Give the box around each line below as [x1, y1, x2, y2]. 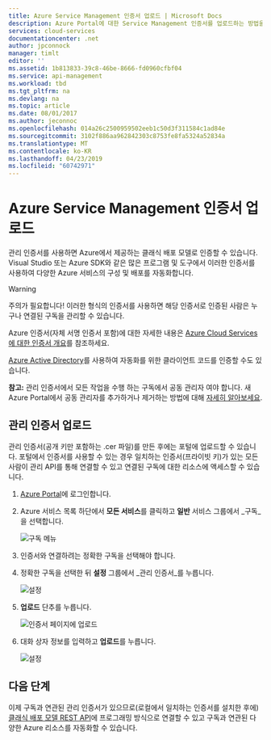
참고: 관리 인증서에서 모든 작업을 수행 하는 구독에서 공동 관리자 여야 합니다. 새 [8, 383, 252, 393]
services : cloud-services [8, 27, 95, 35]
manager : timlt [8, 49, 60, 57]
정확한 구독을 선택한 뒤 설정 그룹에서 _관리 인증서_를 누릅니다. [19, 567, 214, 578]
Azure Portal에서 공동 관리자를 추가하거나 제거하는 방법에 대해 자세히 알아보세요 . [8, 393, 263, 402]
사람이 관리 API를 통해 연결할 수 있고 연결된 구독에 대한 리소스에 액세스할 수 [8, 461, 245, 471]
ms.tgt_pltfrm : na [8, 86, 70, 95]
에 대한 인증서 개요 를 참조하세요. [8, 338, 110, 348]
